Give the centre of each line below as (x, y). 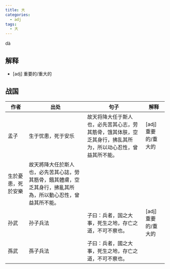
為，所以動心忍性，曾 (54, 195)
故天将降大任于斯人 (110, 116)
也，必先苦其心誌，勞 (54, 172)
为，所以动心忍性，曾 (112, 147)
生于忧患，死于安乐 (52, 136)
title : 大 (15, 10)
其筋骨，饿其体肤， (110, 132)
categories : (18, 15)
